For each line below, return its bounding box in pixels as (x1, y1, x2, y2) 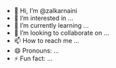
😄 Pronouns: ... (13, 46, 60, 55)
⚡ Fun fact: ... (13, 54, 53, 62)
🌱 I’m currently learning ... (13, 22, 89, 29)
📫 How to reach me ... (13, 37, 79, 44)
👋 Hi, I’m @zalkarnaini (13, 7, 77, 15)
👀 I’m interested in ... (13, 14, 74, 22)
